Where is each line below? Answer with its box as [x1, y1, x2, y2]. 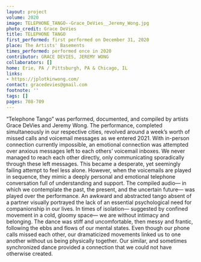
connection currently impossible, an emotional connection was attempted [6, 141, 188, 148]
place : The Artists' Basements [6, 43, 85, 49]
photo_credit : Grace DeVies [6, 25, 77, 32]
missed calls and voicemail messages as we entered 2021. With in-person [6, 134, 190, 142]
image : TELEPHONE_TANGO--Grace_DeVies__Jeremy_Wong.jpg [6, 20, 149, 26]
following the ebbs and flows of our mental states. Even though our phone [6, 224, 190, 231]
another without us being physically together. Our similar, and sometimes [6, 237, 187, 244]
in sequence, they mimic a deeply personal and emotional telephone [6, 173, 176, 180]
